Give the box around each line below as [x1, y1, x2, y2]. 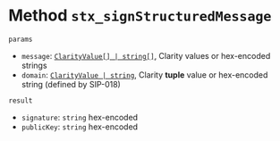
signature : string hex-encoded [21, 112, 139, 122]
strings [21, 60, 47, 70]
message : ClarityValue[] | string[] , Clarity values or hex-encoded [21, 50, 271, 61]
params [8, 35, 33, 44]
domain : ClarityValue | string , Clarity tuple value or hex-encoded [21, 69, 268, 80]
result [8, 95, 33, 105]
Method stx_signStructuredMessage [8, 5, 272, 26]
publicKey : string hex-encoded [21, 121, 139, 132]
